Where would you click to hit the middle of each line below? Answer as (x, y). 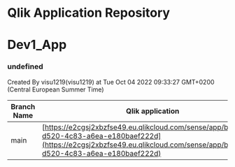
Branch (23, 106)
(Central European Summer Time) (56, 89)
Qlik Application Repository (88, 13)
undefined (25, 66)
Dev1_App (37, 45)
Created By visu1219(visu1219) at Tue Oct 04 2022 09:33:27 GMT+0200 (111, 82)
